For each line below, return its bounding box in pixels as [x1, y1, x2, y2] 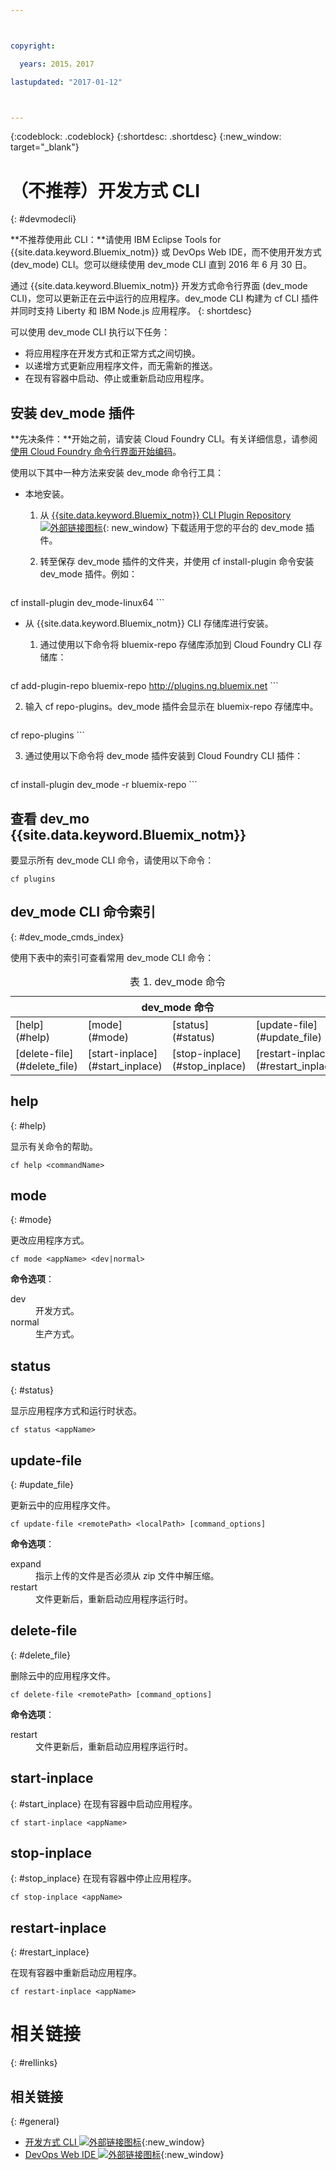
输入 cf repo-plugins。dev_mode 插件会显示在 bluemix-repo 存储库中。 [24, 701, 319, 713]
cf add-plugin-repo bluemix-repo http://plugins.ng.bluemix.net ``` [10, 680, 279, 692]
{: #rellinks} [10, 2057, 58, 2069]
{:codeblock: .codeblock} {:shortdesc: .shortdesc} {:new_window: [10, 131, 282, 143]
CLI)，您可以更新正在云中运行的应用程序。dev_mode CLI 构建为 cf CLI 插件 [10, 292, 320, 305]
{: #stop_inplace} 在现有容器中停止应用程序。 [10, 1872, 197, 1885]
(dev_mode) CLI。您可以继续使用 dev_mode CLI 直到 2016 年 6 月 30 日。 [10, 259, 313, 271]
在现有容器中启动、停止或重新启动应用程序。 [24, 372, 210, 385]
